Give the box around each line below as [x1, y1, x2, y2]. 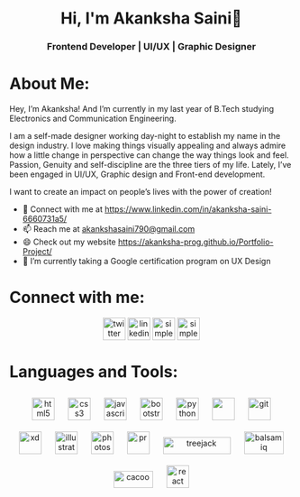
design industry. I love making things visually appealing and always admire [9, 140, 286, 152]
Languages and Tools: [9, 362, 178, 382]
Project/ [22, 246, 52, 257]
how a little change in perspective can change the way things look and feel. [9, 150, 290, 161]
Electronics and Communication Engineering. [9, 113, 177, 124]
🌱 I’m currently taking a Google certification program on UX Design [22, 256, 271, 267]
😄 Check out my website [22, 236, 116, 247]
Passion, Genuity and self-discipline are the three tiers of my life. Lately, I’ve [9, 160, 292, 170]
